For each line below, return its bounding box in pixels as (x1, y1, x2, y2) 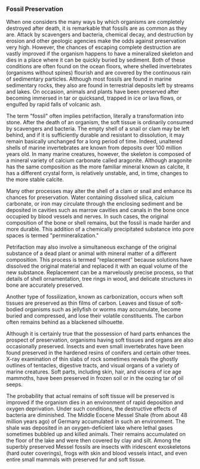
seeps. (6, 381, 23, 388)
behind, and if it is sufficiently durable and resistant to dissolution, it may (6, 131, 184, 139)
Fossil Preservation (6, 5, 64, 13)
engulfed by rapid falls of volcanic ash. (6, 101, 101, 108)
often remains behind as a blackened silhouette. (6, 318, 124, 326)
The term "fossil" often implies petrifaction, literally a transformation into (6, 112, 184, 119)
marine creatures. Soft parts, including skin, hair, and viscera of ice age (6, 368, 182, 375)
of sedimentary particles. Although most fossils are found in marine (6, 75, 172, 82)
